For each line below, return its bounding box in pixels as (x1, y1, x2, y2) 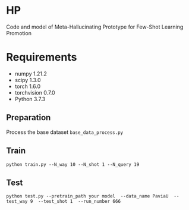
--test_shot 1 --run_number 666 (37, 199, 121, 205)
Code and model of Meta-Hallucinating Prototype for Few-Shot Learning (6, 23, 184, 30)
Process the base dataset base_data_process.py (6, 128, 124, 136)
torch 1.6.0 (14, 83, 40, 90)
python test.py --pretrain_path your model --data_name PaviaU (6, 193, 169, 199)
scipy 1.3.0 (14, 76, 41, 83)
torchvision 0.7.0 (14, 89, 55, 96)
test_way (6, 199, 28, 205)
